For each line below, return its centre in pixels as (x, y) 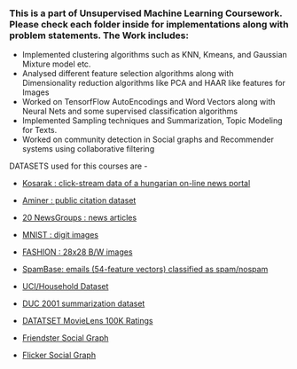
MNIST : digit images (60, 235)
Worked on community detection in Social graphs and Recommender (148, 139)
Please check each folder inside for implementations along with (149, 24)
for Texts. (39, 130)
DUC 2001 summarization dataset (83, 303)
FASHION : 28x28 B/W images (77, 252)
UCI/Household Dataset (65, 287)
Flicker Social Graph (59, 355)
